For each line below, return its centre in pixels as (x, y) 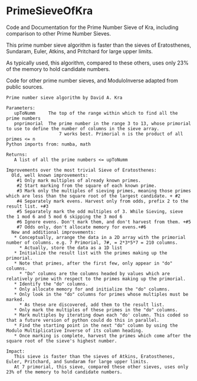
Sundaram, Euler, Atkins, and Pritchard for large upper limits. (80, 51)
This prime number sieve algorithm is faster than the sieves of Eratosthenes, (99, 45)
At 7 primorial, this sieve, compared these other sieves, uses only (101, 367)
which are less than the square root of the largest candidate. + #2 (93, 196)
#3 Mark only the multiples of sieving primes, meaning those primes (104, 190)
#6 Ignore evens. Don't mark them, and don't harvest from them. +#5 (104, 222)
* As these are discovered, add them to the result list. (92, 305)
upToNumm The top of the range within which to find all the (96, 113)
